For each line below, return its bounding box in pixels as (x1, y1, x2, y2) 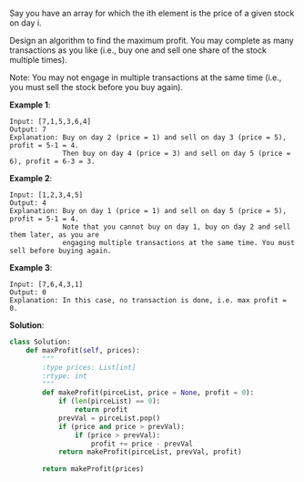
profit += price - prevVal (90, 439, 194, 448)
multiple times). (9, 55, 68, 65)
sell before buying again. (9, 246, 112, 255)
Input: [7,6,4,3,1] (9, 280, 84, 289)
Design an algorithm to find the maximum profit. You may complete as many (9, 36, 294, 46)
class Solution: (9, 337, 71, 346)
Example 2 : (9, 173, 53, 183)
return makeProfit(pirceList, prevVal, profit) (57, 447, 243, 456)
